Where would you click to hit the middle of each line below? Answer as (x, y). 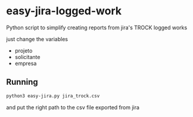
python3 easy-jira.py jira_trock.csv (53, 96)
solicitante (27, 57)
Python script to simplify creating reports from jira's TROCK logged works (97, 27)
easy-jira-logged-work (64, 11)
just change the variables (37, 39)
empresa (26, 63)
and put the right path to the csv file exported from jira (73, 107)
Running (22, 82)
